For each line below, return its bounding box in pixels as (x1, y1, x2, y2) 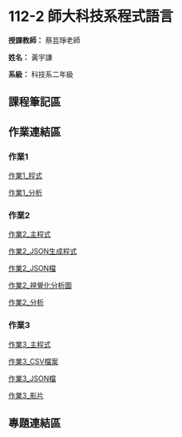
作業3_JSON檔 (8, 374, 57, 383)
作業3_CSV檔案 (8, 356, 58, 366)
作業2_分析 (8, 297, 44, 307)
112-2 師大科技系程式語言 (8, 7, 174, 26)
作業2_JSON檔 (8, 264, 57, 273)
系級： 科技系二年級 (8, 69, 73, 79)
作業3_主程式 (8, 339, 52, 349)
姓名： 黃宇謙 (8, 52, 53, 62)
